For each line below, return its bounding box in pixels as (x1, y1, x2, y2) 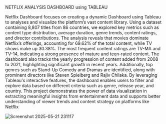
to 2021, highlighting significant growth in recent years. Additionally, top (5, 62, 153, 67)
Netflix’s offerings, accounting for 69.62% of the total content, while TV (5, 40, 152, 46)
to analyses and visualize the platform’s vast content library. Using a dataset (5, 19, 162, 25)
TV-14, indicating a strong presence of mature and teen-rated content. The (5, 51, 159, 57)
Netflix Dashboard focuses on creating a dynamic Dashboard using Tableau (5, 14, 161, 19)
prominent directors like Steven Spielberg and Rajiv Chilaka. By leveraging (5, 72, 157, 78)
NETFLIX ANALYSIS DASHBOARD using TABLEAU (5, 4, 108, 10)
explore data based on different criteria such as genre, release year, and (5, 83, 154, 89)
